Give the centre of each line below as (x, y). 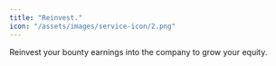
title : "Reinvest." (46, 18)
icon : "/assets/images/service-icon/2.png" (93, 26)
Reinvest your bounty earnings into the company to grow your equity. (138, 52)
